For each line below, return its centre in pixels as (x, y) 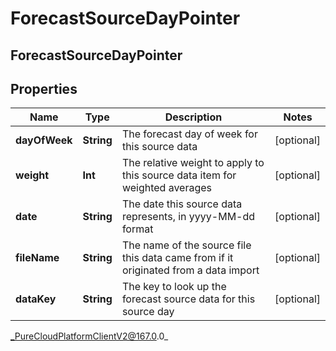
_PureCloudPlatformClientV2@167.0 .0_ (89, 336)
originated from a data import (190, 270)
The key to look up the (174, 287)
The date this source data (182, 204)
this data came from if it (177, 258)
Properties (44, 88)
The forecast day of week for (189, 134)
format (137, 229)
